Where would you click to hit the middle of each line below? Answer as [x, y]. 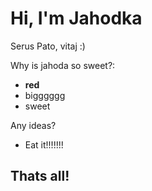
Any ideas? [33, 125]
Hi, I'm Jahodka [76, 18]
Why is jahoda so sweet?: [63, 65]
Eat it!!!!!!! [44, 144]
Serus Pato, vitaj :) [48, 46]
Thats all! [40, 176]
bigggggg [45, 95]
